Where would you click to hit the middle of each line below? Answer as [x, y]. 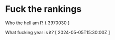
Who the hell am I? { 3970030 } [38, 23]
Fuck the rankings [43, 9]
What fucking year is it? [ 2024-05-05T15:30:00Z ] [58, 32]
